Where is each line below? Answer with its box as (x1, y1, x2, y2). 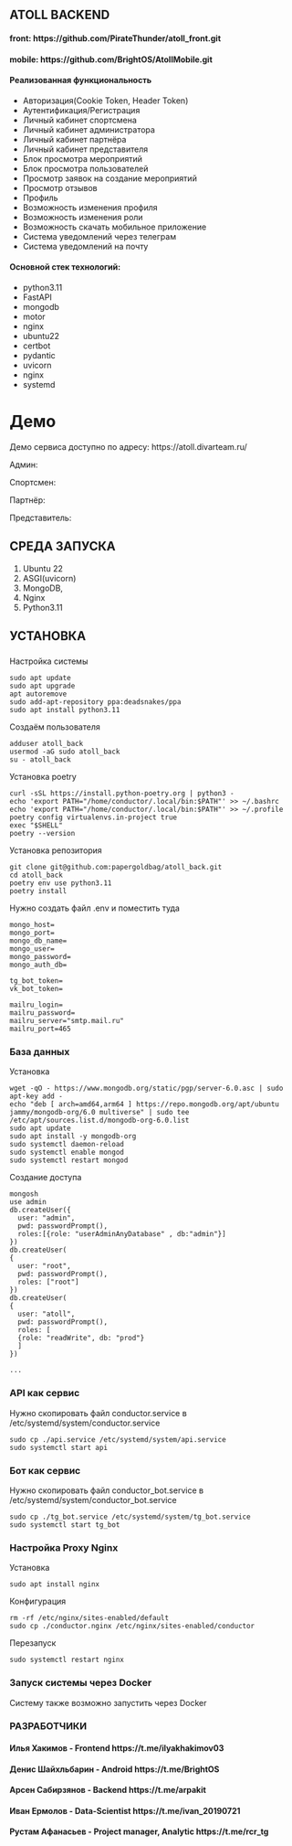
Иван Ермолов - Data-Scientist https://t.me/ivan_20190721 (9, 1805, 241, 1816)
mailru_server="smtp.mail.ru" (9, 1017, 125, 1026)
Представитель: (9, 512, 72, 523)
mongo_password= (9, 953, 71, 962)
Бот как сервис (9, 1464, 81, 1477)
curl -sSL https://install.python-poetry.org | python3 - (9, 789, 235, 798)
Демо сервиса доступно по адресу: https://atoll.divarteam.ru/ (9, 441, 248, 452)
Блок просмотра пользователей (22, 163, 149, 174)
